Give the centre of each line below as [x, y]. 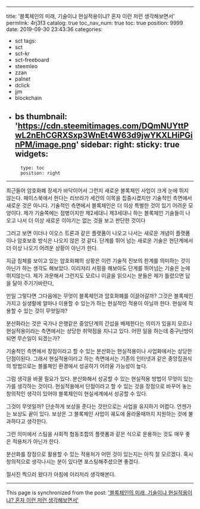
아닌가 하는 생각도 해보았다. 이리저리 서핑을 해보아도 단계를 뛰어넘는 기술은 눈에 [98, 268]
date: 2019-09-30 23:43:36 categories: [54, 29]
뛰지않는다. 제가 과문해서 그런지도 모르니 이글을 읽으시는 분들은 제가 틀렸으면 [95, 275]
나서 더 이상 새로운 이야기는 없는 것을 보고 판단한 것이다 [81, 220]
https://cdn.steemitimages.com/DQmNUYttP [103, 126]
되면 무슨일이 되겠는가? [33, 338]
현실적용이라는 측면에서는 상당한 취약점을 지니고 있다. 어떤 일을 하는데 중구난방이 [100, 331]
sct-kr [22, 53]
